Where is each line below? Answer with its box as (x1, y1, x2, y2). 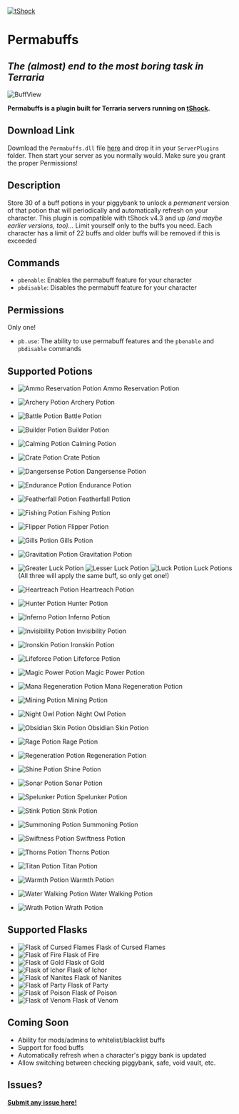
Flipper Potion (67, 522, 109, 531)
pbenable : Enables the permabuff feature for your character (17, 275, 192, 285)
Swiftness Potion (76, 834, 126, 843)
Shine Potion (63, 765, 101, 774)
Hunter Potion (67, 599, 108, 608)
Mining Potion (67, 696, 108, 704)
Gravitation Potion (79, 550, 132, 559)
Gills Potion (59, 536, 93, 545)
